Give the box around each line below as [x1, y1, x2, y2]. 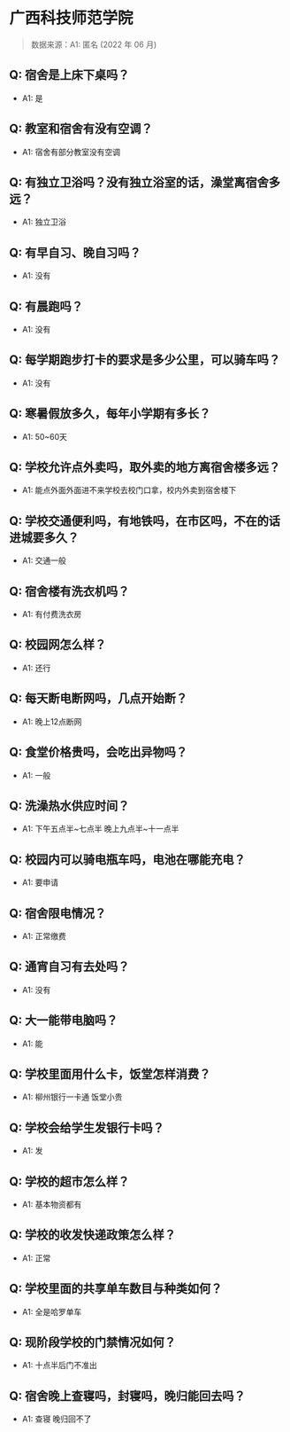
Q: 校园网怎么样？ [9, 638, 107, 653]
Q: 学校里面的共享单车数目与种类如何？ [9, 1281, 223, 1296]
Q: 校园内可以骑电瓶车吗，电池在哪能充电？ [9, 852, 246, 867]
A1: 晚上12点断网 [21, 716, 82, 727]
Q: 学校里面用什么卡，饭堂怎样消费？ [9, 1066, 211, 1082]
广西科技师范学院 [9, 8, 134, 28]
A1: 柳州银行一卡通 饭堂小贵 [21, 1092, 123, 1102]
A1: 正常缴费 [21, 930, 66, 941]
